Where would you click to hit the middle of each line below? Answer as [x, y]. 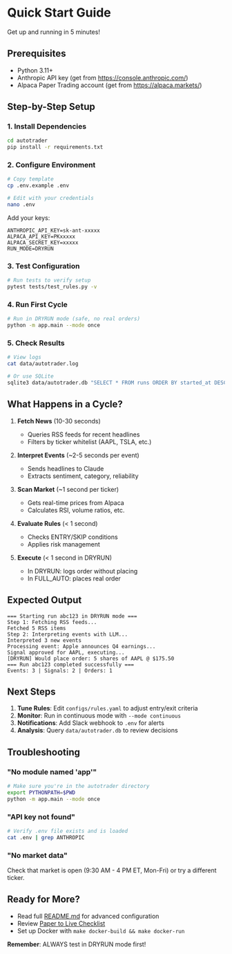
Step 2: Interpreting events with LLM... [68, 634]
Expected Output [45, 600]
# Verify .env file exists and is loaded [68, 831]
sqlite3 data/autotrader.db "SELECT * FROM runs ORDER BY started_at [109, 383]
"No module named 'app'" [52, 771]
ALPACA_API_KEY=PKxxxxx [41, 237]
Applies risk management [64, 544]
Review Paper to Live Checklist [61, 923]
